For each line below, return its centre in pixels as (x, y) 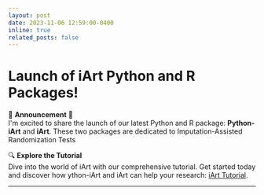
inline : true (29, 30)
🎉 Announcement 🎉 (40, 115)
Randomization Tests (42, 140)
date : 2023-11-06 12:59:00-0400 (61, 23)
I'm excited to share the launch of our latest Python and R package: (117, 123)
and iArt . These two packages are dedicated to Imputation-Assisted (132, 131)
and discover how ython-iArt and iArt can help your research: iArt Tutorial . (128, 175)
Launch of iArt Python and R (102, 76)
